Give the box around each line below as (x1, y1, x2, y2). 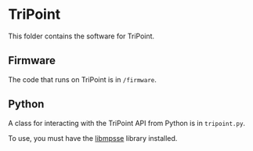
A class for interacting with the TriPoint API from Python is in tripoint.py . (8, 118, 245, 128)
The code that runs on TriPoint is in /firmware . (8, 74, 157, 84)
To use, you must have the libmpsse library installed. (8, 133, 178, 142)
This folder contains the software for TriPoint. (8, 31, 155, 41)
